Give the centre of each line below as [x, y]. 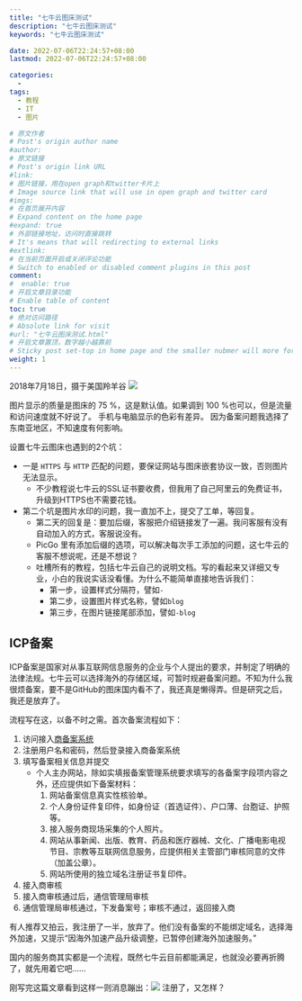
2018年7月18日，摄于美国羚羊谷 [68, 386]
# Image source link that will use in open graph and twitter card [138, 192]
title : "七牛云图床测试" [51, 18]
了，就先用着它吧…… [48, 968]
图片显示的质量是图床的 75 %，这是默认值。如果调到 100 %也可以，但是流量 [151, 405]
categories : [31, 76]
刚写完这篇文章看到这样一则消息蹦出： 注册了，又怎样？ [117, 987]
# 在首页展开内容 [37, 209]
